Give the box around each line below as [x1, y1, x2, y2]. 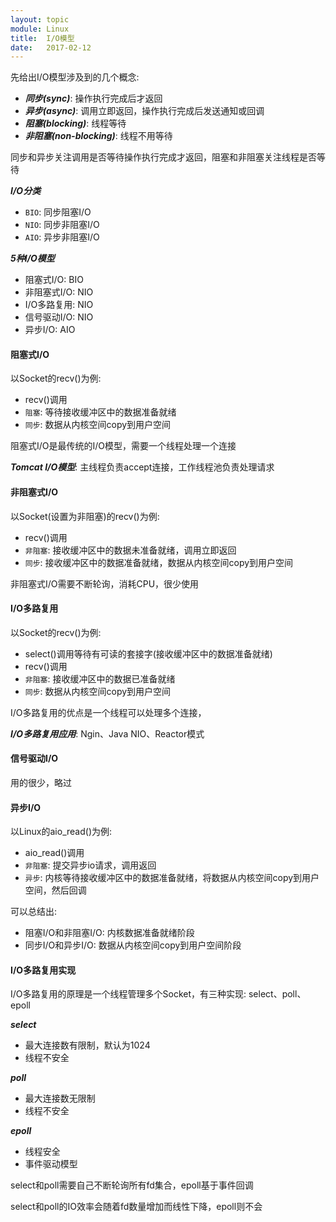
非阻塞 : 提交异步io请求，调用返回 [24, 859, 157, 871]
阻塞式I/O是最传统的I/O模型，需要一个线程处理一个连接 [10, 440, 237, 452]
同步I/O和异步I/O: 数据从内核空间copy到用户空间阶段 [24, 939, 242, 951]
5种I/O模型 [10, 252, 55, 265]
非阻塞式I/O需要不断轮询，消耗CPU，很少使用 [10, 577, 200, 590]
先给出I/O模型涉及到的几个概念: [10, 71, 140, 83]
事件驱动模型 [24, 1158, 78, 1170]
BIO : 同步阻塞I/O [24, 206, 92, 218]
